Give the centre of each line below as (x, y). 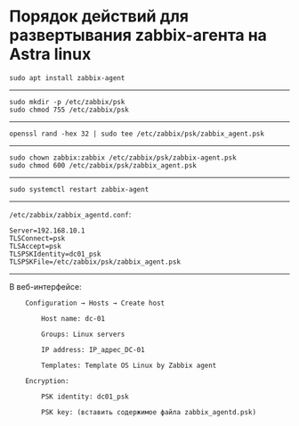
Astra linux (50, 54)
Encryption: (47, 381)
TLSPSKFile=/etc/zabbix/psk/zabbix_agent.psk (95, 262)
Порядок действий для (99, 16)
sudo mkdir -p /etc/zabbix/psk (67, 102)
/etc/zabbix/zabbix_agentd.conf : (70, 214)
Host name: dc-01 (73, 318)
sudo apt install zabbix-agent (67, 78)
